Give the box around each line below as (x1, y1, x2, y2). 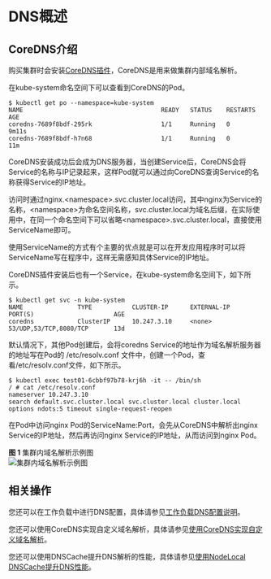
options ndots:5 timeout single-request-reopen (8, 405, 173, 413)
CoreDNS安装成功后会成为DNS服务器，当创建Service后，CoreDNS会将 (8, 157, 247, 167)
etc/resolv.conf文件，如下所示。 (18, 360, 126, 370)
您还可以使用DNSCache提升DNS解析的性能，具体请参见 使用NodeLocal (8, 551, 246, 561)
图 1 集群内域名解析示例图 (8, 448, 94, 457)
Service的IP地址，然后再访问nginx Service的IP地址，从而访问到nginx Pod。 (8, 430, 261, 440)
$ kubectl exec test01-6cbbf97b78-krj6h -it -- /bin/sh (8, 377, 201, 385)
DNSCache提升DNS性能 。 (8, 562, 96, 572)
